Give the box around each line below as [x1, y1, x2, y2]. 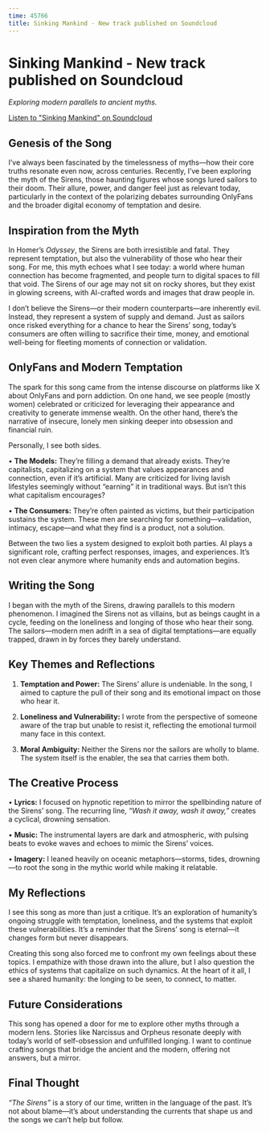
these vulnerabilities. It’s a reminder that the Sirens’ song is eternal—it [8, 925, 239, 934]
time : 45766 [8, 11, 48, 20]
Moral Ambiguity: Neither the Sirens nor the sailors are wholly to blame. [19, 744, 260, 754]
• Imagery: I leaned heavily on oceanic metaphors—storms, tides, [8, 854, 227, 864]
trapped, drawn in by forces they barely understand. [8, 634, 182, 644]
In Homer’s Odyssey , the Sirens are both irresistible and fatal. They [8, 245, 230, 255]
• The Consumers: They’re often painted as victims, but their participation [8, 506, 255, 515]
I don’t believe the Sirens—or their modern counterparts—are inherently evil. [8, 303, 261, 314]
